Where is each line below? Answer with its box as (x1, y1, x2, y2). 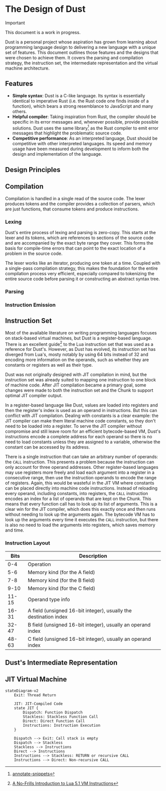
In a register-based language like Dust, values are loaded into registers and (5, 402, 158, 408)
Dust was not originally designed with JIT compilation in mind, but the (5, 372, 147, 377)
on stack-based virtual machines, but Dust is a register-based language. (5, 335, 152, 341)
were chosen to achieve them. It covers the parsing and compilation (5, 54, 143, 60)
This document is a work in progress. (5, 29, 81, 35)
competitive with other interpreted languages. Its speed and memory (12, 141, 152, 147)
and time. (5, 527, 25, 533)
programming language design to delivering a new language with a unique (5, 44, 157, 50)
